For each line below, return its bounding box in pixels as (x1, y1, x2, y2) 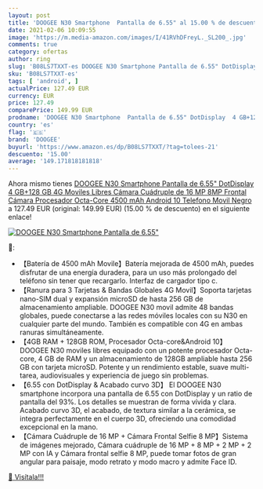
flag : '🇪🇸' (8, 128, 47, 136)
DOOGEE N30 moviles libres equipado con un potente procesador (19, 346, 232, 356)
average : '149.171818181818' (8, 158, 103, 166)
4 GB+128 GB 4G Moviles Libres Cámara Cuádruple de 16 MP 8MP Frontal (8, 188, 247, 197)
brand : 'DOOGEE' (8, 135, 61, 144)
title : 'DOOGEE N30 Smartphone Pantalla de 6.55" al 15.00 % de (8, 19, 225, 27)
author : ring (8, 56, 51, 64)
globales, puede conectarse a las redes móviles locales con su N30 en (19, 311, 248, 320)
